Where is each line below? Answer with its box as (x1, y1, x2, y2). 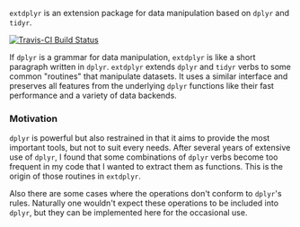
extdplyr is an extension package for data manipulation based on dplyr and (9, 8, 290, 18)
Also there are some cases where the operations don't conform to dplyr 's (9, 188, 282, 199)
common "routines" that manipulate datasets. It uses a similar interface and (9, 71, 288, 82)
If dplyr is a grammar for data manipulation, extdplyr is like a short (9, 52, 256, 62)
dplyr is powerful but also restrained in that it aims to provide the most (9, 133, 270, 144)
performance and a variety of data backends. (9, 90, 177, 100)
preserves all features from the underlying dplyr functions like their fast (9, 81, 274, 91)
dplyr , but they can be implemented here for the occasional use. (9, 207, 248, 218)
